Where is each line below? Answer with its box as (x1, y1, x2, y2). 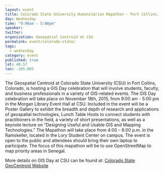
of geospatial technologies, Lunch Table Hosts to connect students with (5, 112, 151, 117)
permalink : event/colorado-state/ (5, 39, 76, 44)
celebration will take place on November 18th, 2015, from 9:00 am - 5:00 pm (5, 96, 160, 101)
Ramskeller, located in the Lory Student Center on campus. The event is (5, 132, 150, 138)
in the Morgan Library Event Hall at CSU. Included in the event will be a (5, 101, 148, 107)
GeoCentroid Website (5, 163, 49, 169)
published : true (5, 58, 38, 62)
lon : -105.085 (5, 67, 34, 72)
